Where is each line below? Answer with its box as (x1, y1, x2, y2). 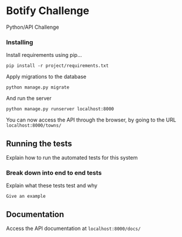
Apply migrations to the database (6, 73, 87, 80)
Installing (6, 38, 33, 46)
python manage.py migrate (6, 84, 69, 90)
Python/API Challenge (6, 23, 59, 31)
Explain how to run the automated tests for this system (6, 154, 138, 161)
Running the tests (6, 138, 72, 148)
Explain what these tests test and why (6, 182, 98, 189)
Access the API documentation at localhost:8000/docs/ (6, 225, 141, 232)
